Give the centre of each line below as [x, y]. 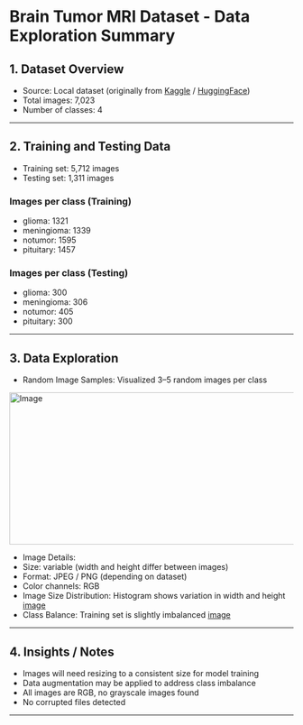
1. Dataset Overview [67, 69]
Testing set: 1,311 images [68, 178]
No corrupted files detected [74, 702]
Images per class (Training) [71, 201]
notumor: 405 [48, 312]
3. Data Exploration [64, 358]
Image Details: [49, 557]
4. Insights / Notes [62, 652]
